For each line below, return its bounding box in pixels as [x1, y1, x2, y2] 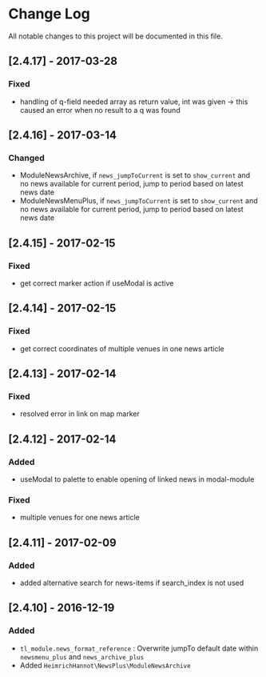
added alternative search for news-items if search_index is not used [19, 578, 244, 588]
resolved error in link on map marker [19, 409, 140, 419]
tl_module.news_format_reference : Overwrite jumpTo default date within [19, 643, 259, 653]
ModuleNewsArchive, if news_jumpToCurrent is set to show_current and [19, 170, 251, 180]
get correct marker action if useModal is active [19, 278, 174, 288]
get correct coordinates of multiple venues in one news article [19, 343, 225, 353]
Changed [8, 152, 46, 163]
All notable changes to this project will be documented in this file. [8, 31, 224, 41]
